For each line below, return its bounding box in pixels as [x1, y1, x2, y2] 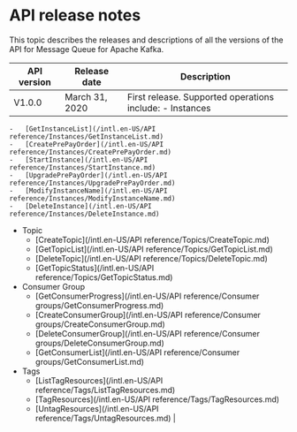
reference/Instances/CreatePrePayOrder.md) [9, 148, 172, 156]
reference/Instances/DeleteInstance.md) [9, 209, 161, 218]
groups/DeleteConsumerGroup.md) [34, 337, 165, 348]
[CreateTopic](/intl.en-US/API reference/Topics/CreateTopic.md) [34, 234, 270, 245]
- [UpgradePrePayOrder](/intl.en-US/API [9, 171, 168, 179]
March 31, [65, 90, 108, 102]
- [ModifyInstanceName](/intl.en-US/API [9, 186, 168, 195]
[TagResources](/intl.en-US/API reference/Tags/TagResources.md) [34, 394, 280, 405]
